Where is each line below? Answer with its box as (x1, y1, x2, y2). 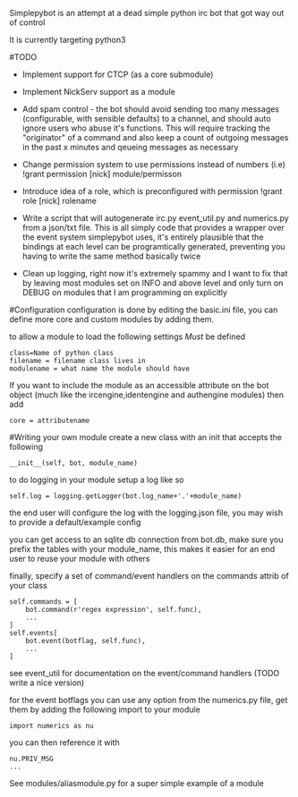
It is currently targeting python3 (9, 35, 126, 45)
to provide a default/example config (9, 517, 141, 527)
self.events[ (9, 629, 58, 638)
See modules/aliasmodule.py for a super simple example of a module (9, 778, 264, 788)
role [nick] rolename (21, 196, 97, 206)
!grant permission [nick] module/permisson (21, 169, 182, 179)
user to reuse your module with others (9, 554, 150, 564)
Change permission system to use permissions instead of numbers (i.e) (21, 159, 286, 169)
